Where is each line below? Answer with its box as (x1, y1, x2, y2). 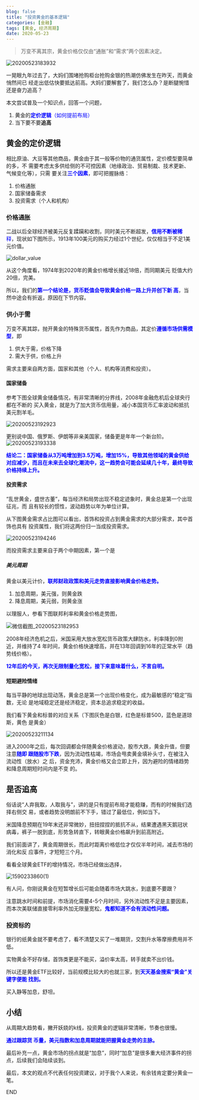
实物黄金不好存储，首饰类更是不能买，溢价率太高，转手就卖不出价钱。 (6, 956, 178, 963)
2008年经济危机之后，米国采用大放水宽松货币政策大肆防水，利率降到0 (6, 635, 178, 642)
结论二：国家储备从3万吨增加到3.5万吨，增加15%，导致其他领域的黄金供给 (6, 451, 190, 459)
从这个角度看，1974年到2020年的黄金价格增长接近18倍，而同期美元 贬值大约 (6, 267, 193, 274)
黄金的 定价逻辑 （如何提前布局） (14, 112, 93, 119)
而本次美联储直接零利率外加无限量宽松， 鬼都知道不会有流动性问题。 (6, 905, 172, 912)
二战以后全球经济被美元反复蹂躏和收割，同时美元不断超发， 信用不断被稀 (6, 228, 182, 235)
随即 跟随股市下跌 (17, 750, 60, 758)
